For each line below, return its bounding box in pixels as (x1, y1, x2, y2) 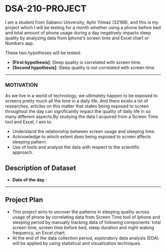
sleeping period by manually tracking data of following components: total (12, 219, 161, 225)
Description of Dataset (5, 164, 77, 172)
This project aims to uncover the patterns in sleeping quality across (12, 209, 150, 215)
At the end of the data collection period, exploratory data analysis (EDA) (12, 235, 159, 241)
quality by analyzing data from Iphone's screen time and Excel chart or (5, 35, 149, 41)
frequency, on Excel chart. (12, 230, 66, 236)
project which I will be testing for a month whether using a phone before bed (5, 24, 161, 30)
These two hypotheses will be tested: (5, 50, 82, 56)
